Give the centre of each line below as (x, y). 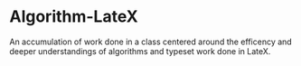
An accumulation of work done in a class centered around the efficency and (150, 42)
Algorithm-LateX (74, 17)
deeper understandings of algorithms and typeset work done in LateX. (140, 51)
